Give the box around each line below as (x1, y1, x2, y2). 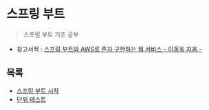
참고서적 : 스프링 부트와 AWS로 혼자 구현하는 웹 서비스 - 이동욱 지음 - (16, 45, 202, 53)
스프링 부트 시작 (16, 87, 59, 95)
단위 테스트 (16, 95, 47, 103)
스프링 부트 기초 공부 (23, 30, 79, 38)
